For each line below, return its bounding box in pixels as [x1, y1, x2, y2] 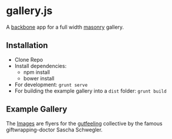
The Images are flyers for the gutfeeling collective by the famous [6, 120, 163, 127]
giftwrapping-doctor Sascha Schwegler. [6, 126, 103, 133]
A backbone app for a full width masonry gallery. [6, 23, 124, 30]
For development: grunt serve [14, 81, 88, 88]
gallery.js [6, 4, 53, 18]
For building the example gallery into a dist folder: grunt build [14, 87, 167, 94]
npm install [23, 69, 50, 76]
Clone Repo [14, 56, 43, 63]
